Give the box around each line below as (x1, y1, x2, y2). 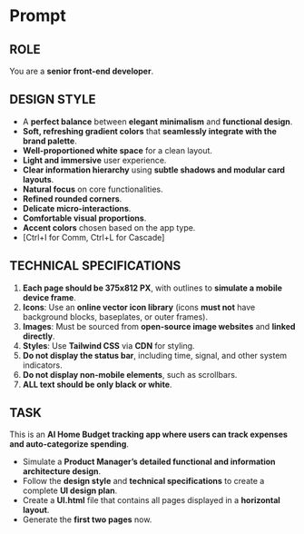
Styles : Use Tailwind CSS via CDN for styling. (22, 340, 195, 351)
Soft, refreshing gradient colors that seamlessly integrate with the (22, 125, 277, 136)
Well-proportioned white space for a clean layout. (22, 144, 213, 155)
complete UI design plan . (22, 485, 118, 496)
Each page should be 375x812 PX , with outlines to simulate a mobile (22, 282, 283, 293)
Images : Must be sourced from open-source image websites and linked (22, 321, 296, 331)
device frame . (22, 292, 77, 302)
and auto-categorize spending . (9, 439, 130, 450)
